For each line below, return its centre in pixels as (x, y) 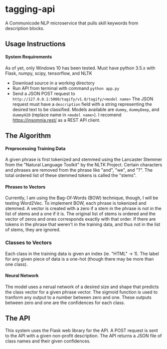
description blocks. (25, 28)
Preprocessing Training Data (35, 148)
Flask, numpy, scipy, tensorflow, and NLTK (49, 73)
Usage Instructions (35, 44)
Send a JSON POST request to (44, 93)
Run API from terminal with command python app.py (66, 88)
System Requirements (29, 56)
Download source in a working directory (53, 83)
